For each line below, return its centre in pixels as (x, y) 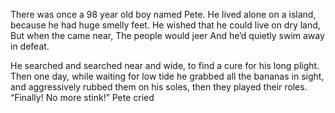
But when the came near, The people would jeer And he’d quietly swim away (167, 35)
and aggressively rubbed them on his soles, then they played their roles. (159, 87)
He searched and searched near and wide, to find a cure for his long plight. (165, 65)
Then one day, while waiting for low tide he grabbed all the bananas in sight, (167, 76)
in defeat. (30, 46)
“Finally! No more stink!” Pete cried (82, 97)
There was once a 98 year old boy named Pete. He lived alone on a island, (163, 14)
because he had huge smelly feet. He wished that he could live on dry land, (165, 25)
